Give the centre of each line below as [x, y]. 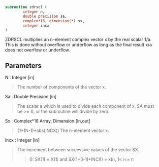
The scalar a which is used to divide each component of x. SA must [85, 106]
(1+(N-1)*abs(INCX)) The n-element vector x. [63, 130]
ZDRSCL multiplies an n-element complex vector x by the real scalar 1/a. [78, 40]
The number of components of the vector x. [62, 87]
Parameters [23, 65]
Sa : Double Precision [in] [31, 97]
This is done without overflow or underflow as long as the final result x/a [79, 45]
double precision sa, [45, 16]
